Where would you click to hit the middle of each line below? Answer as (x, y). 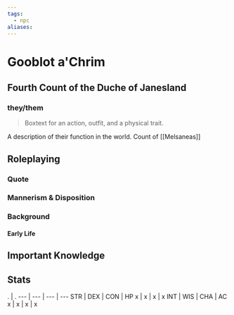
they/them (25, 108)
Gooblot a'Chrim (56, 62)
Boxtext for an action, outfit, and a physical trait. (94, 123)
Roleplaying (34, 159)
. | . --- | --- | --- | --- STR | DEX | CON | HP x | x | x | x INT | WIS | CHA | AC (117, 297)
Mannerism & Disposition (51, 198)
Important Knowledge (56, 255)
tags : (15, 14)
